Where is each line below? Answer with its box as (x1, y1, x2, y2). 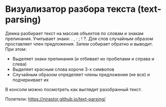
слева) (12, 61, 27, 67)
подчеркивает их (12, 77, 49, 83)
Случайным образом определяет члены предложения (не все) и (12, 71, 150, 77)
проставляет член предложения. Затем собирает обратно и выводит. (5, 41, 153, 47)
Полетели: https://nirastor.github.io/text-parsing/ (5, 96, 106, 102)
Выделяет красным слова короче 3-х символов (12, 66, 114, 72)
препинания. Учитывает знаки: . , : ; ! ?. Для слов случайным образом (5, 36, 153, 42)
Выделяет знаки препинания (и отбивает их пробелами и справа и (12, 55, 155, 61)
